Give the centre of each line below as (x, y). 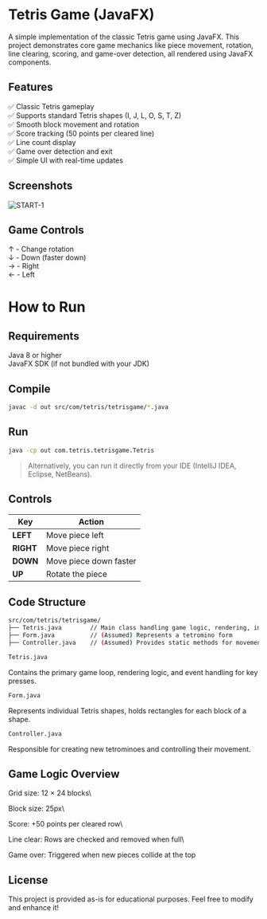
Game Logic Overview (64, 774)
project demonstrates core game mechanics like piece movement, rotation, (131, 45)
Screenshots (41, 186)
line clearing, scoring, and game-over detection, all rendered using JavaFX (131, 53)
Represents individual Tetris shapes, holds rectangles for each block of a (128, 710)
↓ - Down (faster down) (47, 257)
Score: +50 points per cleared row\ (66, 824)
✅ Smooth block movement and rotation (74, 124)
